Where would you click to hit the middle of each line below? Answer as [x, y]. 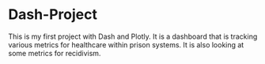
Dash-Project [53, 15]
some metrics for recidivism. [55, 53]
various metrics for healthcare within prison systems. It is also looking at [126, 44]
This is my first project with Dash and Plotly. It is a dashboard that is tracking [133, 36]
